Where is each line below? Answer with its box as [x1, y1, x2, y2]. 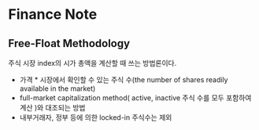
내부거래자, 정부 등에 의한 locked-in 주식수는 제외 [19, 113, 172, 122]
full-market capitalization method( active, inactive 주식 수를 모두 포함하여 [19, 93, 252, 103]
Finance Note [8, 5, 98, 23]
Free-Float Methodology [8, 37, 131, 50]
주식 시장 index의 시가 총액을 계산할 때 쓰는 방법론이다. [8, 59, 177, 67]
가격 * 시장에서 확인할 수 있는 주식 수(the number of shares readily [19, 75, 228, 84]
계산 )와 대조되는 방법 [19, 103, 86, 112]
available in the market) [19, 84, 96, 93]
